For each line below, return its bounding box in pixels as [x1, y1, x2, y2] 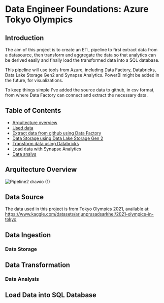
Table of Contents [5, 106, 62, 115]
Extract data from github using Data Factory [12, 130, 101, 136]
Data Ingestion [5, 231, 51, 239]
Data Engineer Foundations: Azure [5, 3, 149, 15]
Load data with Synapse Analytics [12, 146, 81, 152]
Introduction [5, 34, 44, 42]
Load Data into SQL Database [5, 291, 97, 300]
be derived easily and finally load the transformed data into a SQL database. [5, 57, 160, 63]
